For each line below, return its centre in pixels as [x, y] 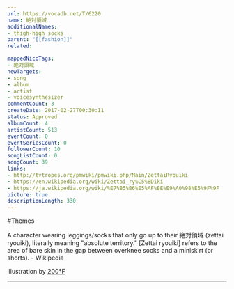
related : [20, 46]
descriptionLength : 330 [42, 201]
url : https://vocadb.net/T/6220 [54, 14]
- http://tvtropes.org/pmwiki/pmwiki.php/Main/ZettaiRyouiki [98, 175]
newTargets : [24, 71]
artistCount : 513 [32, 130]
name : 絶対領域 [27, 20]
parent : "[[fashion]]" [40, 40]
